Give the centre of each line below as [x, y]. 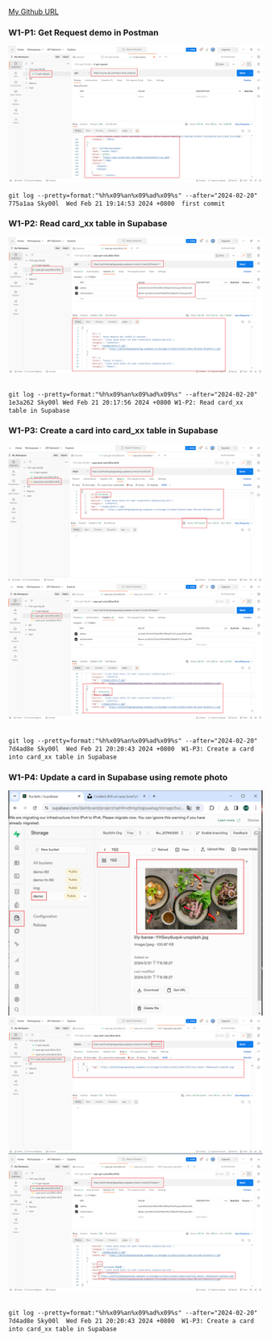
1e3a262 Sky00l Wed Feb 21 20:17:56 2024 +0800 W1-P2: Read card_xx [126, 402]
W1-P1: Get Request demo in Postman [83, 32]
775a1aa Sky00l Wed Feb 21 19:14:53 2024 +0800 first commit [117, 204]
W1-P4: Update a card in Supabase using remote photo [118, 777]
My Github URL [33, 12]
